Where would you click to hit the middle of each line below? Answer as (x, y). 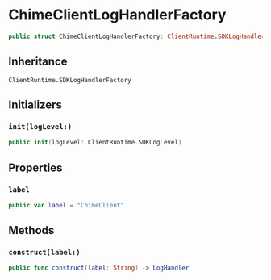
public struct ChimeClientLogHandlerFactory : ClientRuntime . (113, 36)
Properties (35, 167)
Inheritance (38, 62)
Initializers (35, 105)
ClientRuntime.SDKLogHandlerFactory (70, 80)
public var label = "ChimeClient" (67, 205)
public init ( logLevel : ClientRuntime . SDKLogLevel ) (95, 143)
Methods (31, 230)
